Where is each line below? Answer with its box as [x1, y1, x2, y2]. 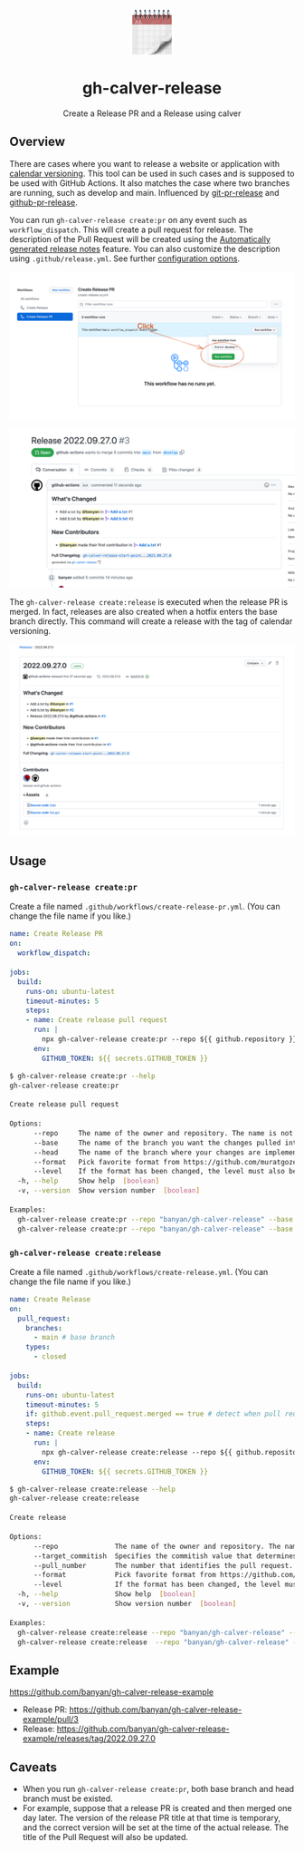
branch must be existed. [22, 1793, 113, 1804]
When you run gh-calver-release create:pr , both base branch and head [22, 1784, 295, 1794]
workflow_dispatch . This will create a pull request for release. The [9, 224, 253, 235]
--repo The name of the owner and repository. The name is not [33, 1128, 294, 1137]
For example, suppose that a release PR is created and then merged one [22, 1803, 292, 1813]
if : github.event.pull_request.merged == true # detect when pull [25, 1409, 281, 1418]
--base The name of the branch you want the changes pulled [33, 1138, 281, 1147]
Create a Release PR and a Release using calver [62, 108, 242, 119]
